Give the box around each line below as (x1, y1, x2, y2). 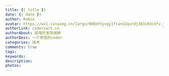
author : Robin (5, 16, 35, 21)
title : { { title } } (5, 7, 46, 12)
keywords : (5, 53, 26, 59)
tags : (5, 49, 17, 54)
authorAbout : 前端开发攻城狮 (5, 30, 61, 35)
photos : (5, 63, 22, 68)
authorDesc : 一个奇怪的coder (5, 35, 63, 40)
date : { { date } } (5, 12, 42, 17)
